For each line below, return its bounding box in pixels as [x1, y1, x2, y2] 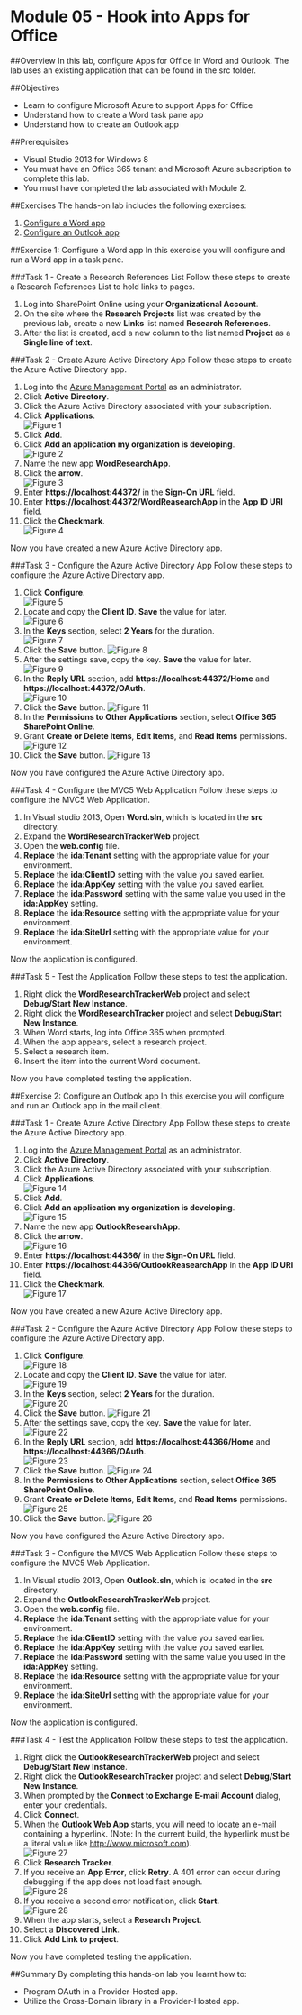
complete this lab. [22, 173, 90, 184]
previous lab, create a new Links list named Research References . [22, 317, 271, 328]
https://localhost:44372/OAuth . [22, 682, 147, 693]
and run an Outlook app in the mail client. [10, 1099, 163, 1110]
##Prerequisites [10, 136, 70, 147]
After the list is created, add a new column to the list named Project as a [22, 327, 291, 338]
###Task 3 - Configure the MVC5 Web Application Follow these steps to [10, 1547, 278, 1558]
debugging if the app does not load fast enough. [22, 1876, 203, 1887]
